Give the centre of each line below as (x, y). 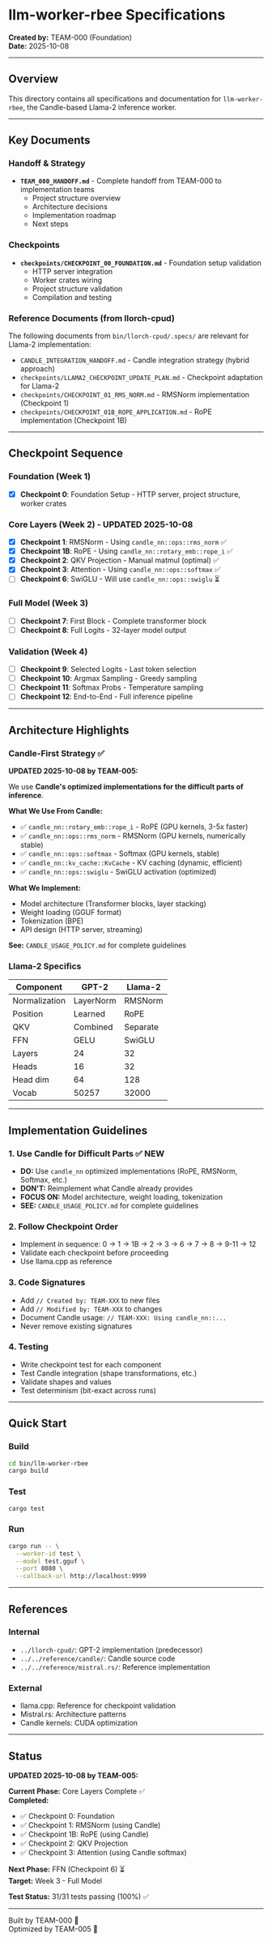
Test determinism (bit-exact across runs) (88, 1390)
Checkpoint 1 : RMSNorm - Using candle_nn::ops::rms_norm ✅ (123, 542)
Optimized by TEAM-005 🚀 (53, 1929)
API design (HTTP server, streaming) (81, 929)
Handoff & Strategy (47, 164)
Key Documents (49, 141)
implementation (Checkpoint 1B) (73, 421)
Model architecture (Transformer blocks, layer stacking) (113, 903)
